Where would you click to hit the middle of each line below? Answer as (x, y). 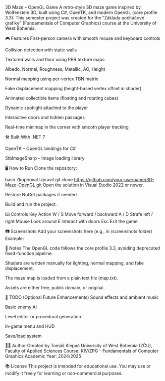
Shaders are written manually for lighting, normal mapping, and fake (75, 263)
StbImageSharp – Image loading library (45, 158)
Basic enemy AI (21, 307)
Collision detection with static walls (41, 50)
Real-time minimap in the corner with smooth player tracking (67, 127)
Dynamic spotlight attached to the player (47, 108)
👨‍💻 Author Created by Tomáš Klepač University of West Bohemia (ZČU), (79, 345)
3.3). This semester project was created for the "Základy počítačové (75, 18)
